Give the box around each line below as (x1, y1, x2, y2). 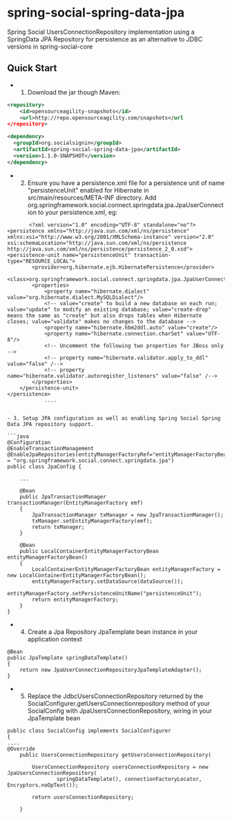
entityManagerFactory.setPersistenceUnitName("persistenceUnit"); (7, 590, 202, 597)
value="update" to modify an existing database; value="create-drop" (7, 306, 212, 313)
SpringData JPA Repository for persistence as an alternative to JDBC (7, 35, 203, 43)
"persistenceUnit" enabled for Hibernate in (27, 186, 150, 194)
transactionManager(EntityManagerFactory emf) (7, 499, 144, 506)
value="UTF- (186, 330, 221, 337)
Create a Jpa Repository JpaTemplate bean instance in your (27, 627, 198, 636)
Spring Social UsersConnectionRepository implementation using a (7, 28, 195, 36)
